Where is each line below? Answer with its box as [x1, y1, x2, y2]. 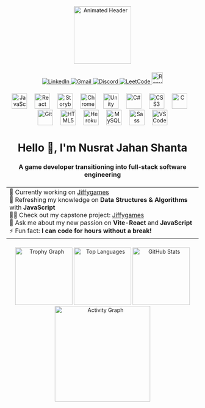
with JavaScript [9, 203, 56, 212]
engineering [84, 170, 121, 179]
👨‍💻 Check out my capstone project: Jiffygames [9, 210, 145, 219]
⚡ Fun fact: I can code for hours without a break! [9, 226, 152, 235]
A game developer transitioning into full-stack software [18, 162, 187, 171]
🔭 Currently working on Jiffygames [9, 188, 109, 196]
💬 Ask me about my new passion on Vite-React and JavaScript [9, 218, 192, 227]
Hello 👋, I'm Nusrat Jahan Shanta [17, 141, 188, 155]
